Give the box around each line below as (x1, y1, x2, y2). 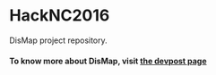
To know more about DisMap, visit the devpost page (9, 55, 208, 66)
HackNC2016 (9, 5, 110, 26)
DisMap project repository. (9, 35, 108, 46)
